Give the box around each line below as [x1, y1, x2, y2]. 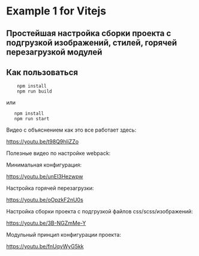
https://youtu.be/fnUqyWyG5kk [6, 243, 84, 250]
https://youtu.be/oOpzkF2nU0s [6, 197, 84, 204]
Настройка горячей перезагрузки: [6, 184, 94, 192]
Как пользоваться [6, 67, 79, 78]
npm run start [14, 116, 50, 122]
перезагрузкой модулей [6, 47, 102, 57]
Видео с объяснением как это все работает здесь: [6, 126, 137, 133]
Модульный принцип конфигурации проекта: [6, 231, 122, 239]
